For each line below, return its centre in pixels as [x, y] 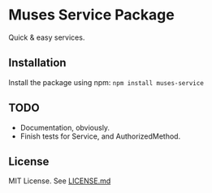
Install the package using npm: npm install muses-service [106, 82]
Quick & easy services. [47, 37]
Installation [37, 63]
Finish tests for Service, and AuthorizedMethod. [100, 136]
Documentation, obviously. [65, 127]
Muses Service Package [91, 15]
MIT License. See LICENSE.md [60, 181]
